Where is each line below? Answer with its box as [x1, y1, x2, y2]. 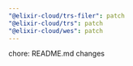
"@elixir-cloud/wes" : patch [8, 27, 104, 35]
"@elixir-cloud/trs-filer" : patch [8, 11, 126, 20]
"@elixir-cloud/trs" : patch [8, 19, 104, 27]
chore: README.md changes [8, 49, 105, 59]
